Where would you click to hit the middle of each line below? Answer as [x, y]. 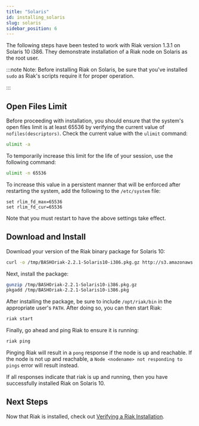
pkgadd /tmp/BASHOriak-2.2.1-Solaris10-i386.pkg [68, 290]
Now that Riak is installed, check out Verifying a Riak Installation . [85, 416]
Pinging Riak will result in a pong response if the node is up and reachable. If [99, 353]
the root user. [23, 58]
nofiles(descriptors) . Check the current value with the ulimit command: [97, 134]
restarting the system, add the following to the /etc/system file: [83, 191]
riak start [20, 319]
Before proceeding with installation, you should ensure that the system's [95, 121]
